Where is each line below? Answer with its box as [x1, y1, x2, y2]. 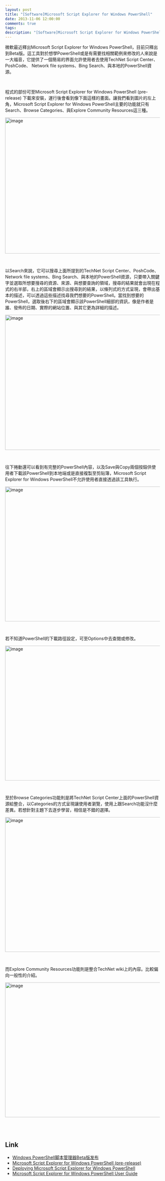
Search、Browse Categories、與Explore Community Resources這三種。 [5, 107, 151, 113]
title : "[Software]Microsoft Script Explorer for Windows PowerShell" [5, 12, 153, 17]
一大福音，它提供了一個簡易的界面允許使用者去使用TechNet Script [5, 57, 139, 62]
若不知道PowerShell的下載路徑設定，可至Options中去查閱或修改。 [5, 636, 138, 641]
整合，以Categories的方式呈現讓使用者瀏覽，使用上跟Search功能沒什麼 [13, 801, 158, 807]
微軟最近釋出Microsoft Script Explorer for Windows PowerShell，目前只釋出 [5, 44, 158, 50]
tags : [5, 26, 16, 31]
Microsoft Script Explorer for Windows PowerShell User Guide [12, 1170, 138, 1176]
